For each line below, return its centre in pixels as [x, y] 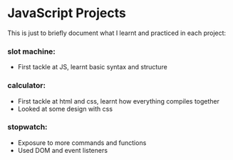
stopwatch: [27, 127]
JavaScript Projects [67, 13]
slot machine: [31, 51]
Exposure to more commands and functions [82, 142]
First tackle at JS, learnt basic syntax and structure [92, 67]
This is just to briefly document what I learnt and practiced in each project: [117, 33]
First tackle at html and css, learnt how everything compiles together [118, 101]
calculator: [27, 86]
